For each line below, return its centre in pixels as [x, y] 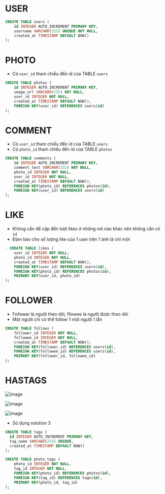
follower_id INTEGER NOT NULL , [46, 333]
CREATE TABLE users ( [27, 22]
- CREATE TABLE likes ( [30, 248]
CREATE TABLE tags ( [26, 432]
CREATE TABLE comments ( [31, 158]
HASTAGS [26, 380]
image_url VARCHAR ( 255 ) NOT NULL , [49, 92]
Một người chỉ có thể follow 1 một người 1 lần [57, 319]
